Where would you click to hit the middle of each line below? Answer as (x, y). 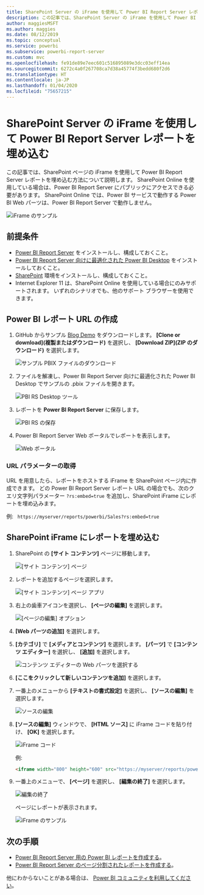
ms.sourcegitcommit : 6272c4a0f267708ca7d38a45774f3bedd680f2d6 (88, 69)
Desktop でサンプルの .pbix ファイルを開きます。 (76, 384)
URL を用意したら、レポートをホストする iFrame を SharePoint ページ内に (99, 480)
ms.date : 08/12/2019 (33, 35)
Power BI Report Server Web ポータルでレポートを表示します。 (94, 436)
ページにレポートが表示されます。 (58, 807)
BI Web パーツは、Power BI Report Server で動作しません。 (81, 203)
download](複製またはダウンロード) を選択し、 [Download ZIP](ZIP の (104, 343)
